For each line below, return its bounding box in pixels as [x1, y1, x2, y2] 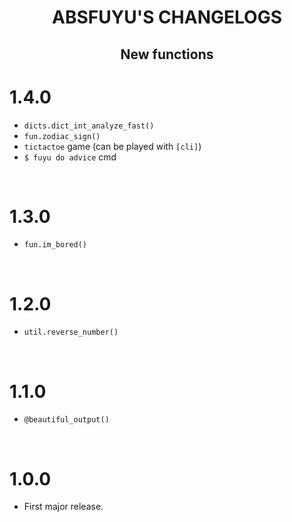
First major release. [23, 501, 104, 513]
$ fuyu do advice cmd [23, 151, 117, 163]
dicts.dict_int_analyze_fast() [23, 121, 155, 131]
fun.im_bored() [23, 240, 88, 250]
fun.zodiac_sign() [23, 131, 101, 141]
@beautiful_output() [23, 415, 110, 425]
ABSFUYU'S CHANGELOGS [52, 6, 282, 29]
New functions [120, 46, 214, 63]
